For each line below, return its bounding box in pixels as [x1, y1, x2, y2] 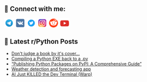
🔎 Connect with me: [4, 5, 66, 13]
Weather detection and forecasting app [11, 66, 91, 72]
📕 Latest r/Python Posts [4, 38, 78, 46]
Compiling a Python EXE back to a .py [11, 56, 88, 61]
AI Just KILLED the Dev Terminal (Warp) [11, 71, 93, 77]
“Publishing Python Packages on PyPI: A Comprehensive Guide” [11, 61, 142, 66]
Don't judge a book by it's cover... [11, 50, 80, 56]
